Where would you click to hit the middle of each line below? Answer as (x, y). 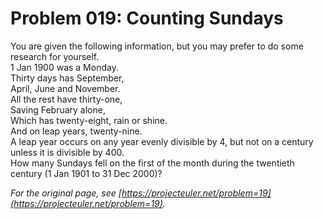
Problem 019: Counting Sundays (147, 18)
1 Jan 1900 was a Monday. (64, 67)
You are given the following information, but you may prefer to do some (157, 46)
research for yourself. (55, 56)
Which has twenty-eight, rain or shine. (89, 120)
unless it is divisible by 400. (67, 152)
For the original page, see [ (66, 193)
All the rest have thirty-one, (66, 99)
